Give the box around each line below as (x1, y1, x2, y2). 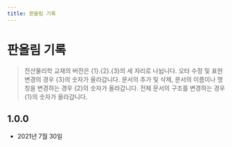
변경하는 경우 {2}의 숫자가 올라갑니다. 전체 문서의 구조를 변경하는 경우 (37, 84, 225, 92)
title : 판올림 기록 (7, 10, 56, 17)
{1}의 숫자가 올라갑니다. (24, 92, 88, 101)
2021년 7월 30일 (17, 132, 63, 141)
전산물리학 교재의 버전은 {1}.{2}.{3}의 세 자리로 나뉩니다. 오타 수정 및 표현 (24, 67, 223, 75)
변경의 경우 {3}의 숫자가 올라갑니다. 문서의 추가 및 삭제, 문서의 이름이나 (24, 75, 216, 83)
